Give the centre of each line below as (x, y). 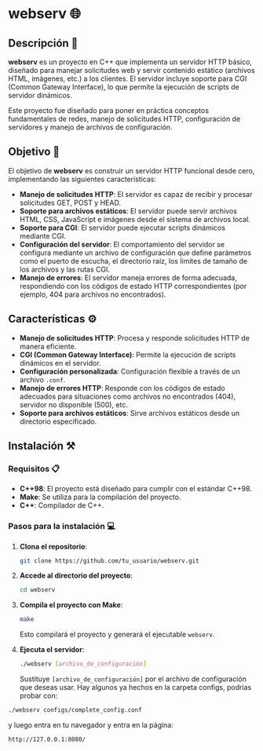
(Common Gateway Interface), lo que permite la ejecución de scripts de (124, 87)
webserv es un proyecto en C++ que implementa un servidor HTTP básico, (130, 62)
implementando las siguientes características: (82, 179)
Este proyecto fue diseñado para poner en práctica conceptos (109, 110)
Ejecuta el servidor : (52, 650)
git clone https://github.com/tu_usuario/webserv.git (109, 561)
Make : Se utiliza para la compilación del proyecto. (100, 497)
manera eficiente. (48, 346)
